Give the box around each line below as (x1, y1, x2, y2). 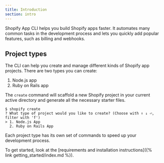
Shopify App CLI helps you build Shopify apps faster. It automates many (5, 25, 150, 31)
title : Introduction (5, 7, 47, 12)
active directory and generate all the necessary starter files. (5, 97, 126, 103)
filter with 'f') (5, 116, 41, 120)
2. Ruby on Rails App (9, 124, 54, 129)
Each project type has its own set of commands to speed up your (5, 133, 137, 139)
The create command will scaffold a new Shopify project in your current (5, 92, 150, 98)
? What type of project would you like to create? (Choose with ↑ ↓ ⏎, (5, 111, 154, 116)
